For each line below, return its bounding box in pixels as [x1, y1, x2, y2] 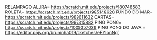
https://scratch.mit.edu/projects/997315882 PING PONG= [5, 19, 122, 25]
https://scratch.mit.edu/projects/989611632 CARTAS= [5, 14, 115, 20]
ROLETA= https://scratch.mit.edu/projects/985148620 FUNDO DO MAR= [5, 9, 153, 15]
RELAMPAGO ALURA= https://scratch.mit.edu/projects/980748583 [5, 4, 141, 10]
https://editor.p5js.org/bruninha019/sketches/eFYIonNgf [5, 30, 119, 35]
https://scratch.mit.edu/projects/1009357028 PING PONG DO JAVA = [5, 25, 146, 30]
